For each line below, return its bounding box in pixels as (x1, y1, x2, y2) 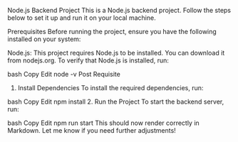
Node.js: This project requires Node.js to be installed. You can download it (7, 49, 225, 57)
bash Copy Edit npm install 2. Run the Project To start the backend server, (7, 97, 224, 106)
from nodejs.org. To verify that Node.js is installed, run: (7, 56, 170, 65)
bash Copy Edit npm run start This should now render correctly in (7, 119, 200, 127)
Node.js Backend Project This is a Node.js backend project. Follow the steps (7, 6, 232, 14)
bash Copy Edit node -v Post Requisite (7, 70, 121, 78)
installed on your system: (7, 35, 81, 43)
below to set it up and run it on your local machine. (7, 13, 156, 22)
